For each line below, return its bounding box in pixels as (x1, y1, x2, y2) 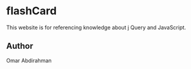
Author (6, 41, 33, 51)
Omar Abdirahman (6, 57, 52, 64)
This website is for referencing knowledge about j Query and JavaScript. (6, 24, 186, 31)
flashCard (6, 4, 57, 18)
